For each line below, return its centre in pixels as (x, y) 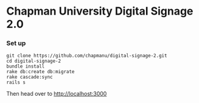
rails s (16, 83)
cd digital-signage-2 (34, 61)
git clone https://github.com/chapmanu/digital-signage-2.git (87, 56)
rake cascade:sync (30, 77)
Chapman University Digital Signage (100, 11)
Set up (16, 43)
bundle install (26, 66)
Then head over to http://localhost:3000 (57, 94)
